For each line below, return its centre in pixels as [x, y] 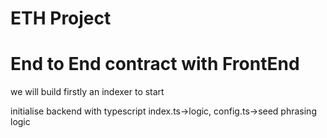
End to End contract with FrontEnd [155, 64]
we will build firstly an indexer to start [87, 92]
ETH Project [61, 18]
